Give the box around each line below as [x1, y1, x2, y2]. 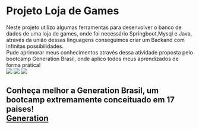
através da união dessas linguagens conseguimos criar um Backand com [6, 36, 185, 43]
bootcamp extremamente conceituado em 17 [6, 95, 175, 105]
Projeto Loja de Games [6, 4, 119, 18]
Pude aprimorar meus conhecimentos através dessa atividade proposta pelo [6, 49, 193, 56]
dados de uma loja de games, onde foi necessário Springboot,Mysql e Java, [6, 30, 192, 37]
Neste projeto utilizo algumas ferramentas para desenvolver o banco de [6, 24, 182, 31]
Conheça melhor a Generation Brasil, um [6, 86, 159, 96]
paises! [6, 104, 34, 114]
